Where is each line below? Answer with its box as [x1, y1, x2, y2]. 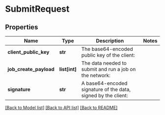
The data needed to [81, 60, 127, 67]
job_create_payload [7, 66, 55, 72]
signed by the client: [81, 92, 128, 99]
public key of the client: [81, 52, 135, 58]
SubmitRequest [5, 3, 70, 15]
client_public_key [7, 49, 50, 55]
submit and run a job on [81, 66, 136, 72]
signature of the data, [81, 86, 131, 92]
